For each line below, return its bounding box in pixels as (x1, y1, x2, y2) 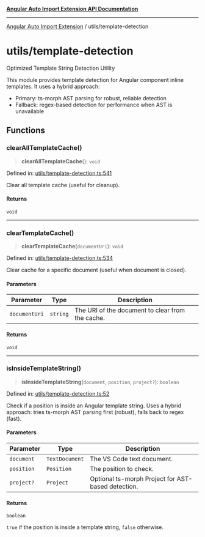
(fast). (6, 415, 22, 422)
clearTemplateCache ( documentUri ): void (21, 243, 124, 250)
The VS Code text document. (90, 455, 173, 464)
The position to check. (90, 465, 154, 473)
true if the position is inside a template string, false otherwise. (6, 524, 164, 531)
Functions (6, 125, 46, 136)
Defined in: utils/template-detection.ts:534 (6, 254, 113, 262)
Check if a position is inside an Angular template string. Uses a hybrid (6, 402, 181, 409)
